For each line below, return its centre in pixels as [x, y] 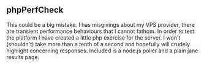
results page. [23, 57]
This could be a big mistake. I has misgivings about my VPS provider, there [100, 24]
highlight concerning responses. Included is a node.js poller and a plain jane [102, 51]
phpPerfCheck [35, 10]
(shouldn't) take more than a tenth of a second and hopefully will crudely [98, 44]
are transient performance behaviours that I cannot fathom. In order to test [100, 31]
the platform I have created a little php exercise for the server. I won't [93, 37]
